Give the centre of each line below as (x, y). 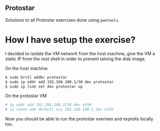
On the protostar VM (26, 96)
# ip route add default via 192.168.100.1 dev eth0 (59, 110)
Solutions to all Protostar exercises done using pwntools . (62, 20)
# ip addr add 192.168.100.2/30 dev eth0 (48, 105)
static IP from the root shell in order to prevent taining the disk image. (76, 59)
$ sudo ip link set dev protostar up (44, 86)
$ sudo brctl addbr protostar (36, 77)
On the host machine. (27, 68)
